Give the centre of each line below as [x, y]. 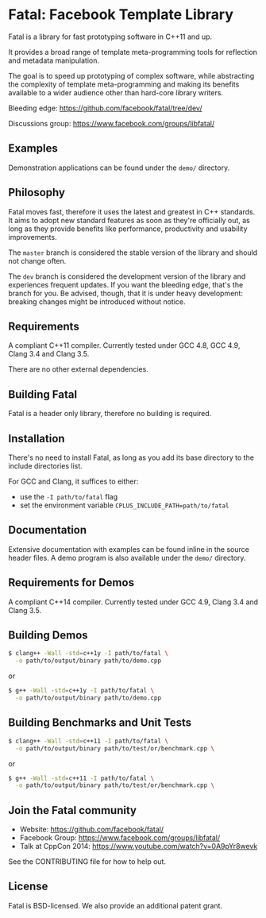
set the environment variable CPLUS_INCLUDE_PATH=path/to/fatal [124, 505]
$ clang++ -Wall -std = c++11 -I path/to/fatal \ [89, 741]
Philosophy [37, 193]
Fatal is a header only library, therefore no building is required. [110, 414]
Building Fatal [43, 394]
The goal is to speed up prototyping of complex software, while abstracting [131, 75]
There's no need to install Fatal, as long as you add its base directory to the [131, 457]
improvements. [33, 237]
